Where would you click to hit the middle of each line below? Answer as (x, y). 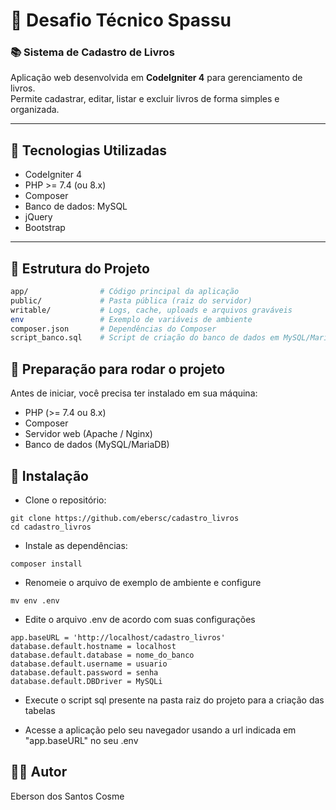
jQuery (38, 217)
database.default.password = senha (84, 672)
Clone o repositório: (65, 500)
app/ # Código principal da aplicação (125, 292)
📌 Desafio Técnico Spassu (121, 20)
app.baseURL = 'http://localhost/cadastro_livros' (118, 637)
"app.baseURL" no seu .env (81, 740)
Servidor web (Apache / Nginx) (88, 434)
